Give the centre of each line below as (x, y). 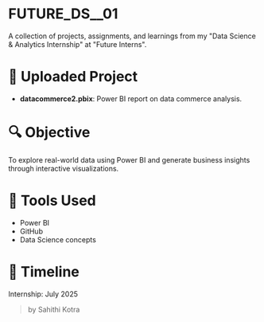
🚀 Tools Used (52, 201)
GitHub (31, 231)
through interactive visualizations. (64, 168)
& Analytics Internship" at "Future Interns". (78, 44)
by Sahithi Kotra (54, 309)
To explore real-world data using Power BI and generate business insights (129, 159)
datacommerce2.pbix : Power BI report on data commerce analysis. (131, 98)
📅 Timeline (44, 271)
